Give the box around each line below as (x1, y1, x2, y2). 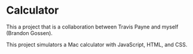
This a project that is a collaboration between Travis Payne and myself (6, 23, 179, 30)
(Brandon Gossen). (6, 29, 53, 36)
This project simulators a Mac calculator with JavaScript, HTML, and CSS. (6, 41, 188, 48)
